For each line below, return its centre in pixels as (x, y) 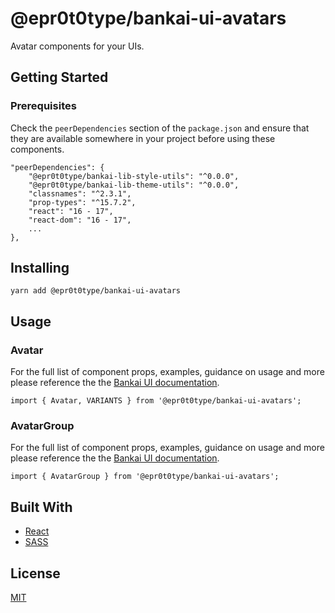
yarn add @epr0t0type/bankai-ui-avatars (96, 291)
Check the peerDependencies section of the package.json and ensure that (160, 128)
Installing (40, 268)
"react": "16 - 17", (71, 211)
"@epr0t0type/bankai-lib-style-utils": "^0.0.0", (134, 176)
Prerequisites (43, 106)
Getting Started (59, 77)
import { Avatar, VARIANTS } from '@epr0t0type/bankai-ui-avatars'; (156, 401)
